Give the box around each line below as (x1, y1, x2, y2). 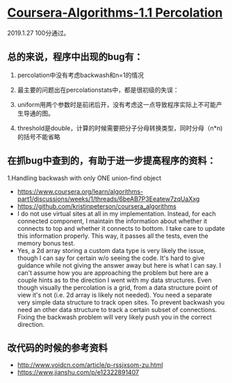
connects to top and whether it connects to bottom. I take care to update (17, 224, 226, 232)
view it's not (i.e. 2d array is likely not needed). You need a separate (17, 291, 213, 299)
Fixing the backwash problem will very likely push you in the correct (17, 313, 212, 321)
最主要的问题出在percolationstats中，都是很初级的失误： (17, 85, 179, 94)
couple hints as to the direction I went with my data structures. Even (17, 276, 212, 284)
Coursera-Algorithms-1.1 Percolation (7, 5, 223, 21)
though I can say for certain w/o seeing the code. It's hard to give (17, 254, 205, 262)
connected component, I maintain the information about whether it (17, 217, 208, 225)
